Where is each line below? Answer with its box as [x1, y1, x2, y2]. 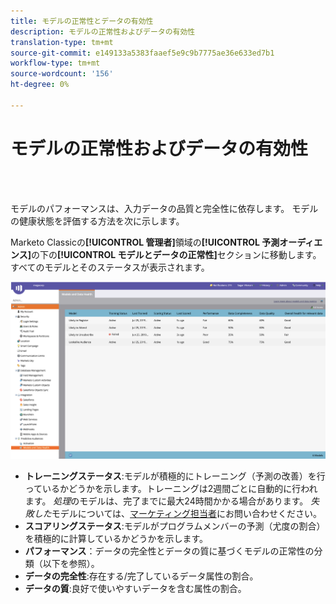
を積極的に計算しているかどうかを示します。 [24, 532, 208, 544]
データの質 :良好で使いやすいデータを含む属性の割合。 [24, 582, 247, 594]
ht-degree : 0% [10, 80, 70, 90]
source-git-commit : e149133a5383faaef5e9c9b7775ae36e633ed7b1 [10, 48, 275, 58]
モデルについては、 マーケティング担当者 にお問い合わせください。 [51, 507, 322, 519]
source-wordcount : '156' [10, 69, 114, 79]
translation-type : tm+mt [10, 37, 114, 47]
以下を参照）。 [42, 557, 100, 569]
